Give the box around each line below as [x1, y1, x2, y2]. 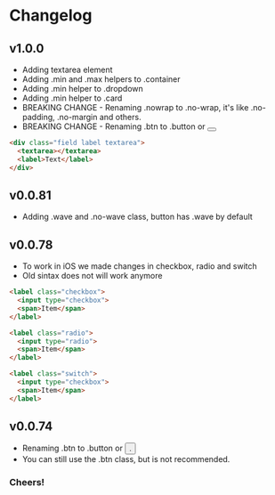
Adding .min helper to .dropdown [21, 84, 144, 93]
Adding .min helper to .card [21, 93, 123, 103]
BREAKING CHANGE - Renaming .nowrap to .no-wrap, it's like [21, 102, 249, 112]
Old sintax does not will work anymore [21, 271, 163, 281]
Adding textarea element [21, 64, 113, 75]
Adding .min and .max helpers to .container [21, 74, 181, 85]
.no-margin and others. [56, 112, 142, 122]
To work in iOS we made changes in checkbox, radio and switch [21, 261, 257, 272]
